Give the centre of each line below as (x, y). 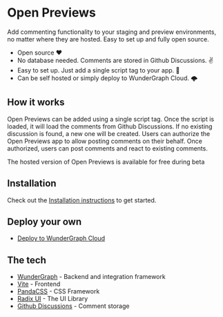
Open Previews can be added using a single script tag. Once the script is (111, 119)
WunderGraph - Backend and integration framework (91, 277)
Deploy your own (44, 221)
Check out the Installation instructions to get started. (82, 200)
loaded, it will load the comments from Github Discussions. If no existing (110, 126)
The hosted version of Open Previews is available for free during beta (106, 162)
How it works (36, 103)
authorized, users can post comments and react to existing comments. (108, 148)
